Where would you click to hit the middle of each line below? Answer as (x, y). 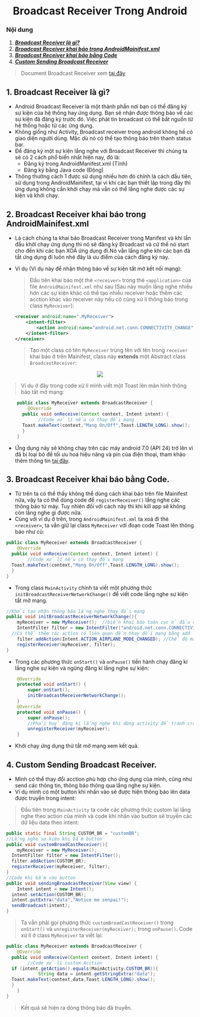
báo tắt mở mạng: (42, 392)
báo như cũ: (29, 532)
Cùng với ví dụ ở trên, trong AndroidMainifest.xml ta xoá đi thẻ (92, 519)
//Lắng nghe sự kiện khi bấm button (54, 839)
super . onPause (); (49, 718)
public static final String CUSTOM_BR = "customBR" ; (73, 833)
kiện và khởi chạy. (37, 196)
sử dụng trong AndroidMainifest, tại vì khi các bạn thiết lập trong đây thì (103, 183)
